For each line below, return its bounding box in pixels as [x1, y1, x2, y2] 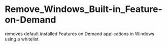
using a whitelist [5, 36, 39, 42]
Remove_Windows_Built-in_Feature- [5, 3, 163, 15]
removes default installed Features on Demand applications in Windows [5, 30, 155, 36]
